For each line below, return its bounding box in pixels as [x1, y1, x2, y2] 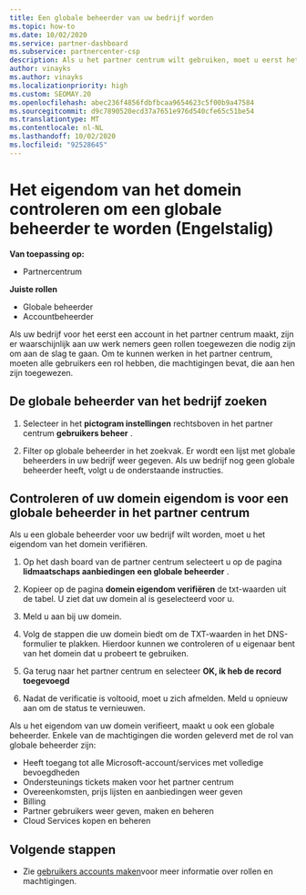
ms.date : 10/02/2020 [9, 30, 88, 39]
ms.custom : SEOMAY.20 [9, 89, 92, 98]
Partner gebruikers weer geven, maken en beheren [22, 806, 214, 817]
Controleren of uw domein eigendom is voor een [9, 491, 289, 506]
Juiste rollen [9, 283, 57, 294]
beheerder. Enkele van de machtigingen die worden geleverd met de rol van [9, 730, 294, 741]
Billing [22, 796, 46, 807]
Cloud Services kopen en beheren [22, 816, 151, 827]
